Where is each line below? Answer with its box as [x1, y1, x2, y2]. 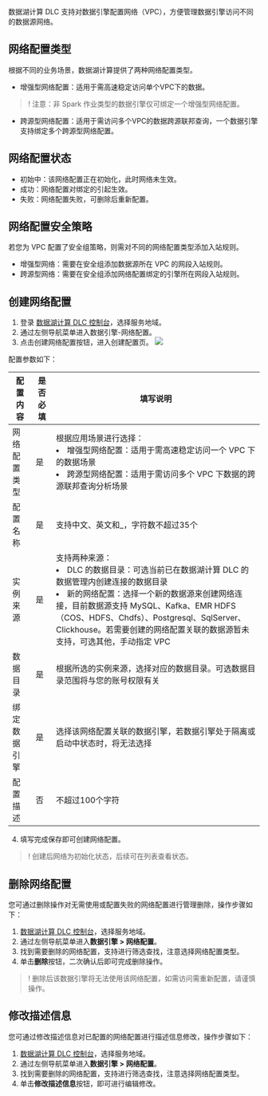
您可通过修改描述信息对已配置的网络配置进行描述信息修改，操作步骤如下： [8, 1031, 253, 1041]
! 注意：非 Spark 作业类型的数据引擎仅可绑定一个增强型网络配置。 [27, 99, 245, 108]
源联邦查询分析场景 [55, 481, 128, 492]
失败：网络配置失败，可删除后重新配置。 [19, 194, 153, 203]
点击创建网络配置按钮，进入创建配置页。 [19, 337, 153, 347]
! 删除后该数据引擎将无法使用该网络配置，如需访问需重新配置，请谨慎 [27, 974, 256, 984]
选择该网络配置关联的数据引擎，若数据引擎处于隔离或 [55, 726, 256, 737]
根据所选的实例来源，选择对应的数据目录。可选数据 [55, 663, 248, 674]
